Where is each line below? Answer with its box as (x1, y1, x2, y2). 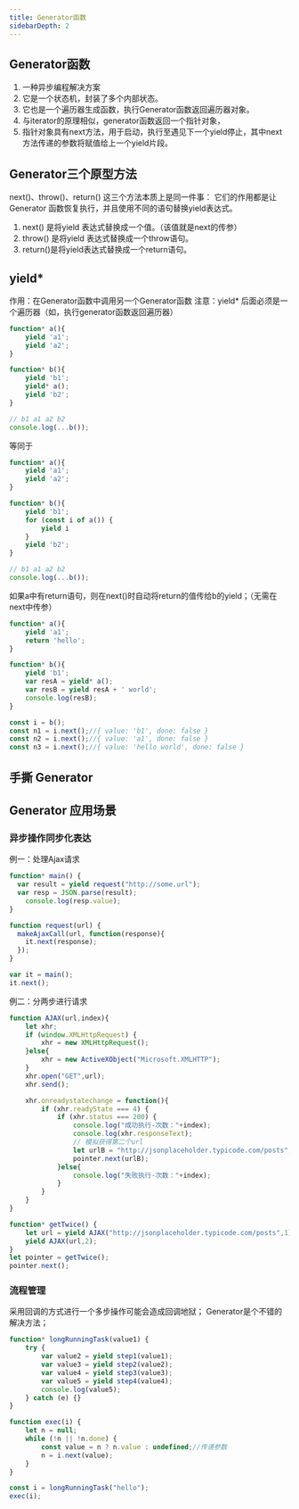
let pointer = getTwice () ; (9, 1253, 109, 1263)
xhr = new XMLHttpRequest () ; (41, 1039, 149, 1048)
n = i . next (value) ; (41, 1451, 114, 1460)
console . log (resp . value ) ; (25, 896, 122, 906)
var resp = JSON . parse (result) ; (17, 889, 138, 898)
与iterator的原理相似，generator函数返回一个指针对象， (21, 115, 225, 126)
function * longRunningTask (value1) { (9, 1335, 149, 1344)
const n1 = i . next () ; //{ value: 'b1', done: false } (9, 726, 209, 735)
